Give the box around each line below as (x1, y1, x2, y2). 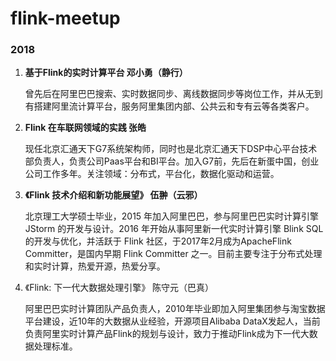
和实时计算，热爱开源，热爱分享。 (24, 260, 166, 272)
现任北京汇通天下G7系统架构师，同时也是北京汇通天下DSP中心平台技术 (24, 143, 318, 155)
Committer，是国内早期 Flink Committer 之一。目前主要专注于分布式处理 (24, 248, 323, 260)
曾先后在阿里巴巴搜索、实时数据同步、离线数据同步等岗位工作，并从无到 (24, 88, 323, 100)
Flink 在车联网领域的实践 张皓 (24, 122, 147, 134)
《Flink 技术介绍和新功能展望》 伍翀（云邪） (24, 189, 203, 201)
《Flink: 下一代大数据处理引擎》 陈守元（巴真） (24, 282, 215, 294)
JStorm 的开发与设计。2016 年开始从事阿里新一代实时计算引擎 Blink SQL (24, 223, 324, 235)
